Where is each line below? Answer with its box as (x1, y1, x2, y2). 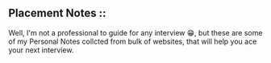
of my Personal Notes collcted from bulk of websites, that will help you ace (8, 36, 257, 46)
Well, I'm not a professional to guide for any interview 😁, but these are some (8, 27, 263, 37)
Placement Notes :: (8, 6, 106, 20)
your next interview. (8, 44, 74, 55)
